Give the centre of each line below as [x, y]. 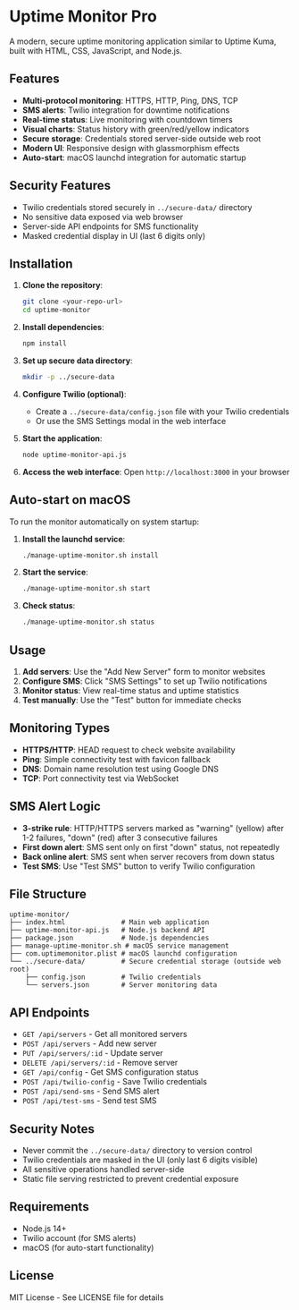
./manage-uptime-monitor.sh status [88, 622]
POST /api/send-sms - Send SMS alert [91, 1091]
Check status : [49, 606]
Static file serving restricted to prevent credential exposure [130, 1179]
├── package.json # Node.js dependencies [109, 938]
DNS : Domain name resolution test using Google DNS [120, 769]
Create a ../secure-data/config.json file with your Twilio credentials [162, 411]
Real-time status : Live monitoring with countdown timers [128, 119]
